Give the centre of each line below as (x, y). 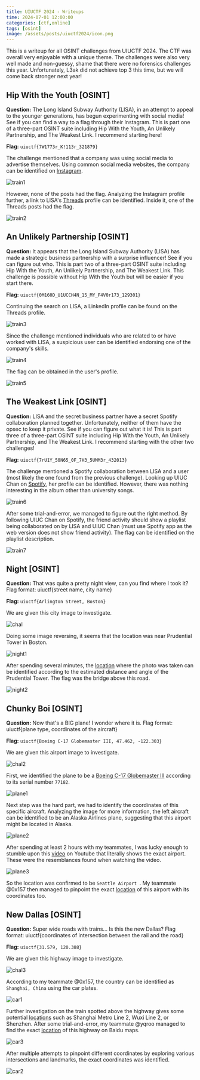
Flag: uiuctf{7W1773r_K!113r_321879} (52, 146)
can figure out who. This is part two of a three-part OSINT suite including (96, 264)
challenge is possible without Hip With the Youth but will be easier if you (95, 277)
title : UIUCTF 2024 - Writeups (45, 12)
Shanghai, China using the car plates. (52, 988)
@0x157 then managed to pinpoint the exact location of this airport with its (98, 889)
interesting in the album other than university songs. (70, 490)
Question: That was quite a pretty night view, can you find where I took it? (97, 584)
